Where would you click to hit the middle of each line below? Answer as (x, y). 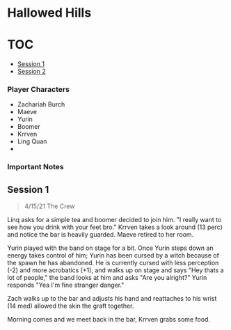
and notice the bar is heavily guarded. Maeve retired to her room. (101, 235)
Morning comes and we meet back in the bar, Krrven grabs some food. (109, 320)
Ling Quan (32, 141)
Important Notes (35, 167)
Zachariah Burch (41, 104)
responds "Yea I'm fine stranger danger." (66, 285)
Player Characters (38, 90)
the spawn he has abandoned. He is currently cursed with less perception (113, 263)
